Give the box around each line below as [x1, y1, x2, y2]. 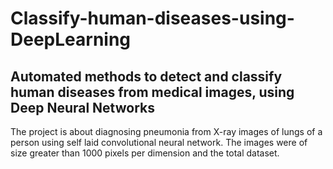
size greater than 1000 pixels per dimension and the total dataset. [10, 147, 280, 159]
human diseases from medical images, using [10, 83, 295, 101]
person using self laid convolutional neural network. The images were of [10, 137, 308, 148]
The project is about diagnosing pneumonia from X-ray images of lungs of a [10, 126, 323, 137]
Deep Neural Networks [10, 99, 155, 116]
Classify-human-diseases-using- [10, 7, 295, 30]
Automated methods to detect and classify [10, 68, 283, 85]
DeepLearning [10, 28, 132, 51]
